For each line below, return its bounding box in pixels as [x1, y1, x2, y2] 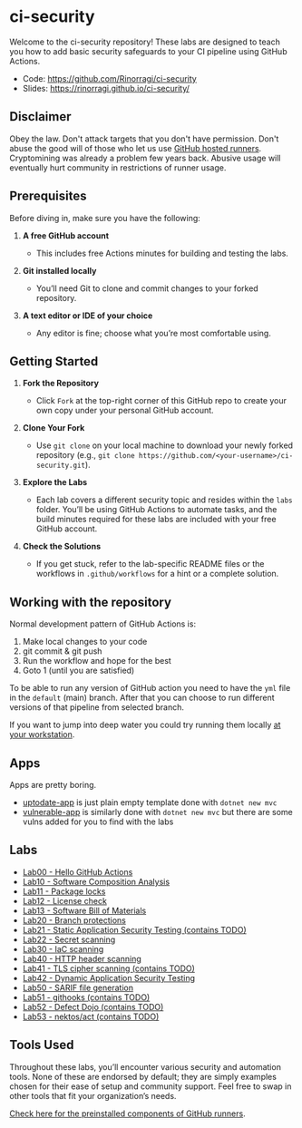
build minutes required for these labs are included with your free [35, 514, 277, 525]
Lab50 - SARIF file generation [22, 982, 134, 993]
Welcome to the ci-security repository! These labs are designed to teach [9, 36, 281, 47]
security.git [35, 461, 86, 471]
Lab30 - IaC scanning [22, 943, 104, 954]
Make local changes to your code [22, 637, 148, 647]
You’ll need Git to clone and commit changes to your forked [35, 283, 258, 294]
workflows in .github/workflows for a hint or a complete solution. [35, 569, 279, 579]
